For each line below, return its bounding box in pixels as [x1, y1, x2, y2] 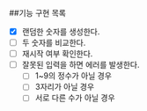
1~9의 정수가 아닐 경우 [34, 70, 113, 81]
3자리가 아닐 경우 [34, 82, 95, 92]
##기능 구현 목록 [9, 8, 66, 18]
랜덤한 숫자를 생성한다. [21, 26, 100, 37]
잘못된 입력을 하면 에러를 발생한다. [21, 60, 140, 70]
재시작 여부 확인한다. [21, 48, 93, 59]
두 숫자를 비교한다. [21, 38, 86, 48]
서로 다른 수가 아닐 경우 [34, 92, 116, 103]
